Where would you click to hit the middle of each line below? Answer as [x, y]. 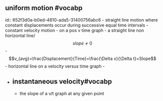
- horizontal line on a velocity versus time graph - [55, 66]
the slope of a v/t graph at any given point [62, 93]
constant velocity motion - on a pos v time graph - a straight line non [75, 30]
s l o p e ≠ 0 [82, 43]
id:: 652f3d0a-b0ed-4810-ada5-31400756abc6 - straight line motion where [81, 20]
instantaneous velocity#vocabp [62, 82]
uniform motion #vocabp [44, 8]
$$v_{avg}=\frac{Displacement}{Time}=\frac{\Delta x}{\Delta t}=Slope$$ [82, 58]
